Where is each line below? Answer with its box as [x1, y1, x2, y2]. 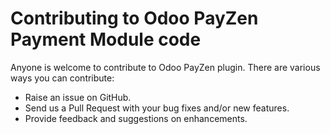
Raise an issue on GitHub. [24, 91, 132, 103]
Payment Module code [10, 28, 202, 51]
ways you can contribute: [10, 72, 115, 84]
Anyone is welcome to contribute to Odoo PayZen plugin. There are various [10, 61, 321, 73]
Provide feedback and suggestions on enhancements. [24, 112, 248, 124]
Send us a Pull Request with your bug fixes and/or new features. [24, 102, 290, 114]
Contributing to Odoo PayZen [10, 7, 259, 30]
